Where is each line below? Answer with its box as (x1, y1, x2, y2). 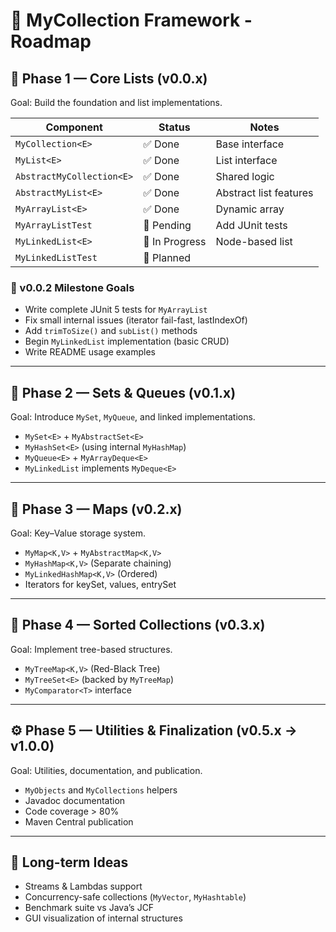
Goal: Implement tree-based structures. (10, 643, 173, 655)
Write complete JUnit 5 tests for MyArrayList (24, 304, 208, 316)
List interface (215, 154, 278, 167)
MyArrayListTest (15, 220, 93, 231)
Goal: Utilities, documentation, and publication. (10, 764, 203, 776)
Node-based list (215, 235, 293, 248)
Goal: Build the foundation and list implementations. (10, 97, 223, 108)
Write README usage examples (24, 346, 156, 358)
